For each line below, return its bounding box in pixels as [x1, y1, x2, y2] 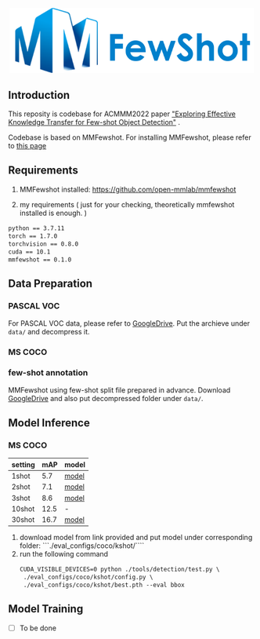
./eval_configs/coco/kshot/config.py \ [23, 573, 153, 581]
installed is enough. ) [19, 208, 88, 217]
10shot [11, 504, 35, 513]
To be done [19, 623, 57, 633]
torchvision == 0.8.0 [8, 239, 79, 248]
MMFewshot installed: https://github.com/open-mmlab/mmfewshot [19, 184, 237, 194]
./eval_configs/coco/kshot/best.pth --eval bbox [23, 581, 186, 589]
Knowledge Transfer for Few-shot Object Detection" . [8, 118, 181, 127]
